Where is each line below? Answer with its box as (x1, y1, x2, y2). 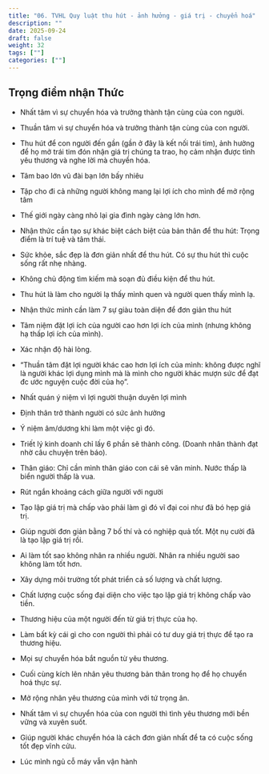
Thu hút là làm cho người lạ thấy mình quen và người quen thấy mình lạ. (19, 289, 255, 299)
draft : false (8, 34, 52, 42)
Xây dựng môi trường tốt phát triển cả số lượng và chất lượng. (19, 574, 223, 584)
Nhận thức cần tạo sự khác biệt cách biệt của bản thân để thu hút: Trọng (19, 226, 260, 235)
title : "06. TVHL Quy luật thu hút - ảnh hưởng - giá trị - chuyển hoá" (8, 11, 256, 20)
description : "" (8, 19, 62, 27)
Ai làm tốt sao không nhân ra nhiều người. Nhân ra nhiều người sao (19, 550, 240, 560)
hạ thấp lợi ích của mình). (19, 329, 104, 339)
